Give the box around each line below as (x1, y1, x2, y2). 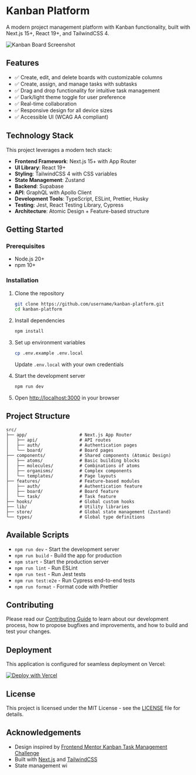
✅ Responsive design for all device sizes (14, 107, 113, 114)
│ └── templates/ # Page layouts (6, 473, 116, 479)
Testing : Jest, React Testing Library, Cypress (14, 201, 124, 208)
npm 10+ (14, 262, 36, 269)
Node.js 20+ (14, 255, 45, 262)
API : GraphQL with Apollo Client (14, 189, 92, 196)
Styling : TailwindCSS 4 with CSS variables (14, 170, 118, 177)
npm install (14, 329, 44, 334)
